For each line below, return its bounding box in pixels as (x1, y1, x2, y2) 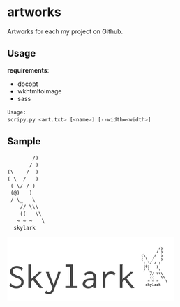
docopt (17, 80, 38, 88)
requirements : (7, 66, 50, 74)
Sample (7, 135, 41, 147)
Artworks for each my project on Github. (7, 27, 123, 36)
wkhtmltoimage (17, 87, 62, 95)
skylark (13, 225, 36, 232)
